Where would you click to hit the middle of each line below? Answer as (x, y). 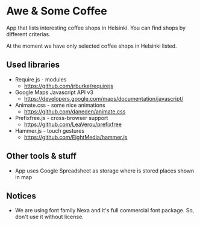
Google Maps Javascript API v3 (54, 92)
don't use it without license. (49, 217)
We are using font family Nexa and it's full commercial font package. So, (105, 211)
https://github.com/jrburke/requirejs (68, 86)
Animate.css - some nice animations (60, 105)
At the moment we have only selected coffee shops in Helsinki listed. (92, 46)
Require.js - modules (41, 79)
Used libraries (33, 65)
